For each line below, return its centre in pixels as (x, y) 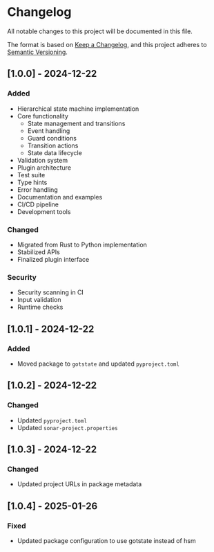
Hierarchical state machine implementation (78, 109)
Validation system (42, 160)
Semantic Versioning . (37, 52)
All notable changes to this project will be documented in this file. (100, 31)
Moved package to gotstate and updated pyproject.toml (98, 364)
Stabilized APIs (38, 252)
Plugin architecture (44, 168)
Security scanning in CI (50, 292)
